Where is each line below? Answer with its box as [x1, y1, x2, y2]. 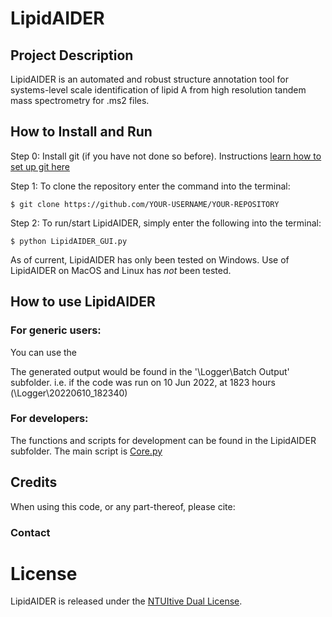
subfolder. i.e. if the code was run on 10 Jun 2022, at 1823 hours [10, 376, 276, 388]
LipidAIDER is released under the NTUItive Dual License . [10, 595, 243, 607]
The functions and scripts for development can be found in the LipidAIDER [10, 434, 317, 446]
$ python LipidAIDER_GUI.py [10, 236, 128, 246]
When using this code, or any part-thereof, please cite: [10, 500, 236, 512]
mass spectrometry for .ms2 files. [10, 95, 150, 106]
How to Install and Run [10, 123, 153, 141]
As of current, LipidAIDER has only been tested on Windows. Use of [10, 253, 290, 266]
